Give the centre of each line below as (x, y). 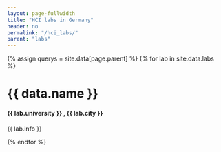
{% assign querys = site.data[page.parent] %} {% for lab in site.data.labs (111, 58)
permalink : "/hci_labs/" (43, 33)
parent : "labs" (29, 39)
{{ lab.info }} (25, 129)
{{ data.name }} (53, 94)
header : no (23, 26)
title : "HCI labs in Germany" (51, 20)
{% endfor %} (27, 142)
